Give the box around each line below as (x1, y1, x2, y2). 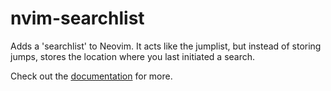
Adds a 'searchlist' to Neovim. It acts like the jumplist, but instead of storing (10, 40, 322, 52)
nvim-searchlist (10, 7, 145, 30)
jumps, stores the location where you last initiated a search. (10, 50, 256, 62)
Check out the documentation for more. (10, 70, 173, 82)
